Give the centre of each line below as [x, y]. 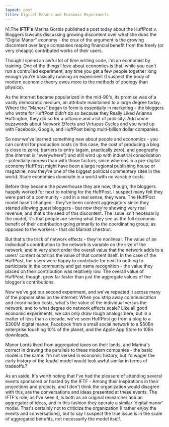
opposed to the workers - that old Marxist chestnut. [59, 229]
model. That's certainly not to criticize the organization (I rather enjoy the [81, 408]
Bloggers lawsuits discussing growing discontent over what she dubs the [81, 34]
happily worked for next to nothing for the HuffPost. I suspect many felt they [84, 192]
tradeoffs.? [16, 366]
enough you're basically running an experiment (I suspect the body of [77, 76]
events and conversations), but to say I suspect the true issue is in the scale [84, 413]
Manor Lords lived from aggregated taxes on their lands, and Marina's [77, 345]
